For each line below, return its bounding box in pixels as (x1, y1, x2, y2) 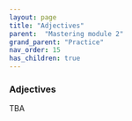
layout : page (9, 12, 57, 22)
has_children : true (9, 54, 81, 63)
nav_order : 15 (9, 46, 62, 55)
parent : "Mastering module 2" (9, 29, 124, 38)
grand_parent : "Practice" (9, 37, 104, 47)
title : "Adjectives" (9, 21, 85, 30)
